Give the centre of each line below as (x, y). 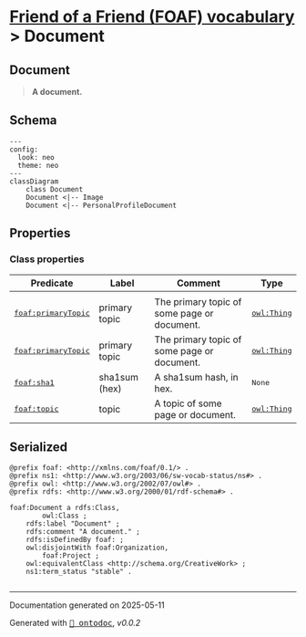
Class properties (47, 259)
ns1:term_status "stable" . (79, 572)
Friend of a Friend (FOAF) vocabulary (152, 17)
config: (24, 149)
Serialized (39, 447)
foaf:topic (36, 409)
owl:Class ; (65, 516)
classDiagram (34, 181)
